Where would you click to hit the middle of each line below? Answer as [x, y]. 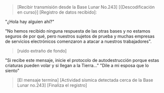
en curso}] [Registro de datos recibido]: [57, 12]
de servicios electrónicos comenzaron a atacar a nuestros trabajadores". [78, 41]
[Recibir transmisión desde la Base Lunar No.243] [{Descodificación [86, 7]
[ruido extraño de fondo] [42, 51]
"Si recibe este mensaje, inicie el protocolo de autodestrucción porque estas [82, 60]
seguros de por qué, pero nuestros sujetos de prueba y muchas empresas [80, 36]
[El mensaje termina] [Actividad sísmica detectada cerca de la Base [85, 80]
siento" [12, 71]
